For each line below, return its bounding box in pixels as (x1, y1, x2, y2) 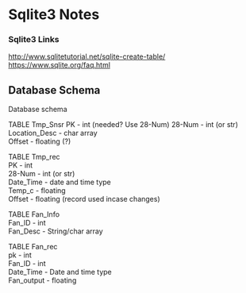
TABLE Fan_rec (8, 242, 58, 252)
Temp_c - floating (8, 186, 66, 195)
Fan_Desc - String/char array (8, 226, 103, 236)
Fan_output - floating (8, 276, 77, 285)
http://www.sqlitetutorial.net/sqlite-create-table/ (8, 52, 166, 61)
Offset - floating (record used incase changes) (8, 195, 160, 204)
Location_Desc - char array (8, 129, 98, 138)
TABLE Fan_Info (8, 210, 60, 219)
